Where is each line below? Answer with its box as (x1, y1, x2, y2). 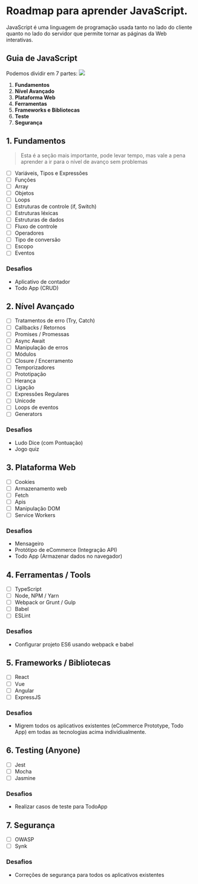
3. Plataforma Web (6, 463, 76, 473)
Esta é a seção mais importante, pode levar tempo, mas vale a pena (20, 152, 186, 159)
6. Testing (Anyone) (6, 746, 81, 756)
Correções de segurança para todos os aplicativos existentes (14, 871, 164, 878)
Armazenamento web (14, 485, 67, 492)
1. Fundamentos (6, 136, 66, 146)
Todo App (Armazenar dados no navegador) (14, 552, 122, 560)
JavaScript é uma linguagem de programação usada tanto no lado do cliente (6, 24, 193, 31)
